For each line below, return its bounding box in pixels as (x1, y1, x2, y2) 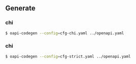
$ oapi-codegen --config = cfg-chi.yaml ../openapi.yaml (5, 30, 124, 36)
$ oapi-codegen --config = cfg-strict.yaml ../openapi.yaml (5, 54, 131, 59)
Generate (5, 4, 36, 13)
